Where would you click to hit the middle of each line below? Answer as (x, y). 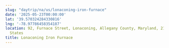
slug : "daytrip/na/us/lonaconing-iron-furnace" (56, 10)
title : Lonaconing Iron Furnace (39, 38)
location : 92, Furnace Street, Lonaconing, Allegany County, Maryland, (82, 28)
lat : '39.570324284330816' (33, 19)
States (17, 33)
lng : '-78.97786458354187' (33, 24)
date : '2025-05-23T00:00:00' (36, 14)
